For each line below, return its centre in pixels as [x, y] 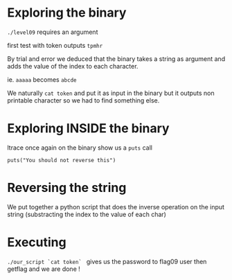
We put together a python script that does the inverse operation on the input [116, 207]
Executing [37, 242]
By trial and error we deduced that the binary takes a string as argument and [116, 59]
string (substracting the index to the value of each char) [87, 214]
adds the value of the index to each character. [73, 66]
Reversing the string [67, 188]
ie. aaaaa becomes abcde [42, 79]
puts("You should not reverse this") [62, 160]
